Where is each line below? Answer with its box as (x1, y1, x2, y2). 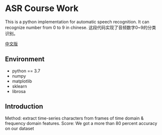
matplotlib (12, 78, 32, 84)
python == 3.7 (12, 68, 41, 74)
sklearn (12, 83, 28, 89)
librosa (12, 88, 26, 94)
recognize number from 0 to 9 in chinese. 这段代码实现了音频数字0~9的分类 (5, 25, 156, 30)
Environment (5, 55, 45, 63)
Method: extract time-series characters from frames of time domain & (5, 115, 144, 121)
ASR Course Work (5, 3, 79, 14)
